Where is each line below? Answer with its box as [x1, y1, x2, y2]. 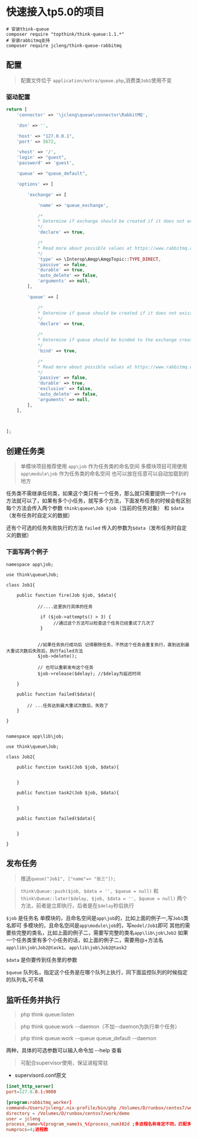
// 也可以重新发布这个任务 [37, 664, 94, 670]
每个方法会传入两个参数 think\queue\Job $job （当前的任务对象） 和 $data [6, 505, 184, 512]
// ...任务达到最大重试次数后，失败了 [27, 702, 108, 708]
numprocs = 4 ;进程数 [6, 1127, 49, 1133]
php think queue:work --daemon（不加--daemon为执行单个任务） [20, 1023, 181, 1030]
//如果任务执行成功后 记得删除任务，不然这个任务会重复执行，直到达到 [37, 641, 185, 648]
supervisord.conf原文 [14, 1072, 67, 1079]
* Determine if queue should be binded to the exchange [37, 337, 177, 343]
